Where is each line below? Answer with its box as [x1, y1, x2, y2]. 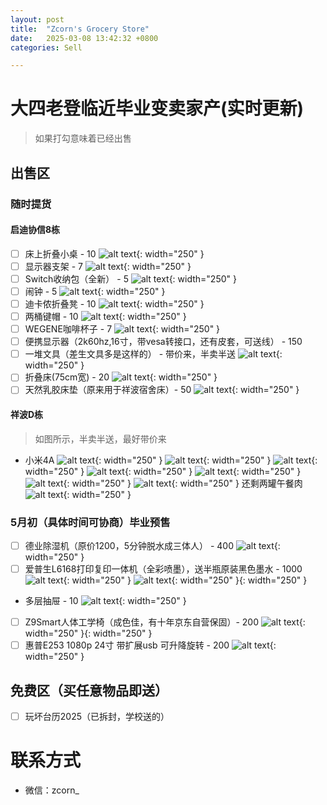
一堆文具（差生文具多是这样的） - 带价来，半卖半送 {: [24, 348, 283, 360]
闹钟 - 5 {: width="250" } [24, 285, 166, 297]
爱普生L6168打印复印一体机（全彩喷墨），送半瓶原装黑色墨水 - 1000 [24, 562, 303, 575]
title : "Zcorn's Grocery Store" [10, 24, 150, 34]
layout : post [10, 14, 65, 25]
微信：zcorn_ [24, 784, 80, 796]
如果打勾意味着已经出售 [34, 132, 132, 145]
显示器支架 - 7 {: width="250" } [24, 260, 192, 272]
